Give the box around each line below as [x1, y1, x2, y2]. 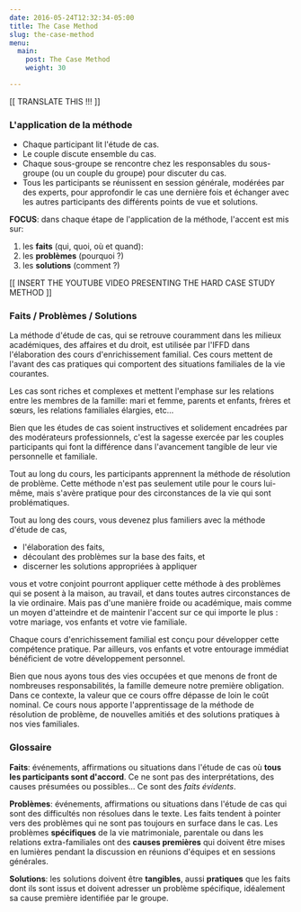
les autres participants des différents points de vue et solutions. [22, 196, 259, 207]
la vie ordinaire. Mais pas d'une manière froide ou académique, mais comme [9, 597, 292, 608]
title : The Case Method [9, 22, 99, 31]
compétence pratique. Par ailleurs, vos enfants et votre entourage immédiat [9, 643, 289, 654]
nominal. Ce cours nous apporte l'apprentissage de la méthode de [9, 699, 254, 710]
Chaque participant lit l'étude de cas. [22, 139, 160, 150]
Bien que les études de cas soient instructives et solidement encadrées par [9, 423, 288, 433]
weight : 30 [25, 64, 66, 73]
